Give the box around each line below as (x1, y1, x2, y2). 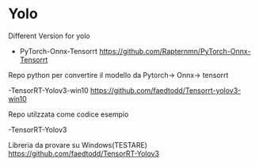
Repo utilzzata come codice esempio (8, 109, 129, 119)
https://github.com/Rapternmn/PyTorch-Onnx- (98, 46, 251, 56)
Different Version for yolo (8, 31, 90, 41)
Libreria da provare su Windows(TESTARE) (8, 140, 148, 149)
